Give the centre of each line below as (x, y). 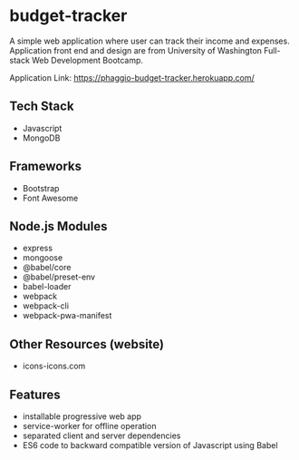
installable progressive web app (82, 416)
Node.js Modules (58, 226)
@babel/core (47, 268)
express (37, 248)
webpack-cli (46, 306)
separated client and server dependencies (101, 436)
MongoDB (41, 138)
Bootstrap (41, 188)
